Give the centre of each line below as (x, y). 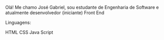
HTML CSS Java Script (29, 32)
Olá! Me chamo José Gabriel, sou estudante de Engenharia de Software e (82, 7)
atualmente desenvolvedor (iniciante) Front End (55, 13)
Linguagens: (18, 23)
